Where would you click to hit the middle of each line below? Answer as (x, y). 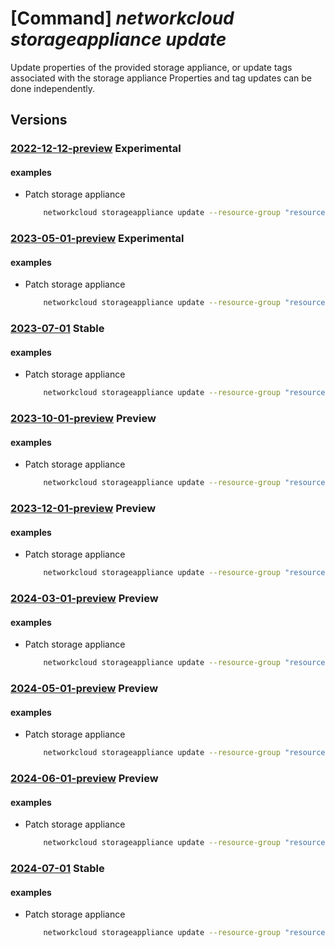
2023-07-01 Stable (57, 329)
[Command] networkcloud (122, 18)
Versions (39, 120)
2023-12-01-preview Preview (83, 509)
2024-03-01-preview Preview (84, 599)
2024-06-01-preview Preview (84, 779)
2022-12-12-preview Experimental (96, 149)
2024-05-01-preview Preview (84, 689)
